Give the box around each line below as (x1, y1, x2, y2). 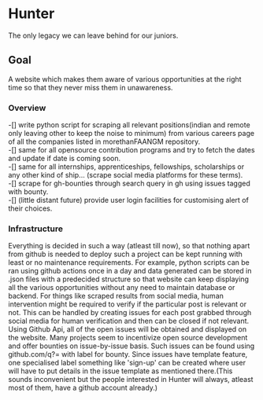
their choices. (8, 204, 53, 213)
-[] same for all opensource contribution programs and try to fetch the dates (8, 145, 255, 155)
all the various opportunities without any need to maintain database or (8, 283, 235, 292)
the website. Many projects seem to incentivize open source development (8, 333, 248, 343)
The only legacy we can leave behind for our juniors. (8, 31, 179, 40)
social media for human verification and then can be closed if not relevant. (8, 316, 250, 326)
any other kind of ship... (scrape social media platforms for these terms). (8, 171, 243, 180)
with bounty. (8, 187, 49, 196)
